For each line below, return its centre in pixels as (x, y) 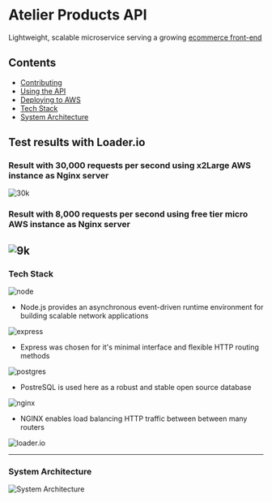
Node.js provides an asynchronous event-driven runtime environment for (142, 307)
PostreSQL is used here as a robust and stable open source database (136, 388)
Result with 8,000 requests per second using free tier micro (128, 214)
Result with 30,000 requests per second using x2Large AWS (130, 165)
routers (32, 427)
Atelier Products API (78, 15)
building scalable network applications (84, 316)
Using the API (43, 91)
